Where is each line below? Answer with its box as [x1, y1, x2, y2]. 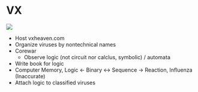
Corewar [14, 47, 37, 54]
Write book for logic [14, 60, 64, 67]
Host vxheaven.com [14, 34, 65, 42]
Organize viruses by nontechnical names [14, 41, 116, 48]
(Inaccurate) [14, 72, 46, 79]
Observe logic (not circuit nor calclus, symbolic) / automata [23, 53, 171, 60]
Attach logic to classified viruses [14, 79, 96, 86]
